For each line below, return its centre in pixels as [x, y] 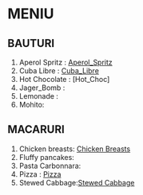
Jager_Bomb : [42, 88]
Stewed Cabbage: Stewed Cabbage [77, 182]
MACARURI [36, 129]
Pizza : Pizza [40, 174]
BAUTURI [31, 43]
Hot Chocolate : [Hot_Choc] [64, 79]
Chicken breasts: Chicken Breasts [75, 149]
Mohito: [32, 105]
